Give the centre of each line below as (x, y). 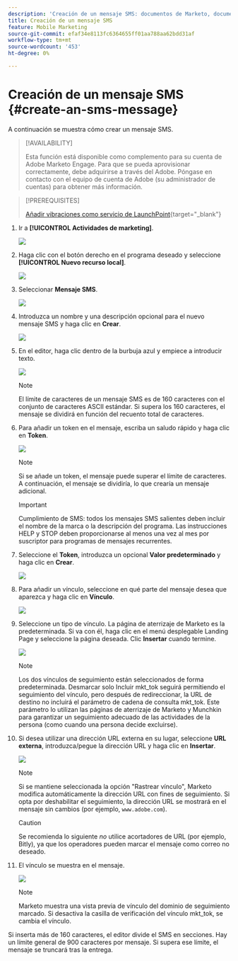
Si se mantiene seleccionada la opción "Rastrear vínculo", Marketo (115, 786)
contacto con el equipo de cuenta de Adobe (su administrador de (120, 179)
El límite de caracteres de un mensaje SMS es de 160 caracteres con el (121, 399)
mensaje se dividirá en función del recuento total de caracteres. (111, 414)
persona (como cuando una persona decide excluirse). (98, 724)
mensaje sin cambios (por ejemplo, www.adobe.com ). (93, 809)
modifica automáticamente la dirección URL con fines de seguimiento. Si (124, 794)
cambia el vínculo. (44, 921)
